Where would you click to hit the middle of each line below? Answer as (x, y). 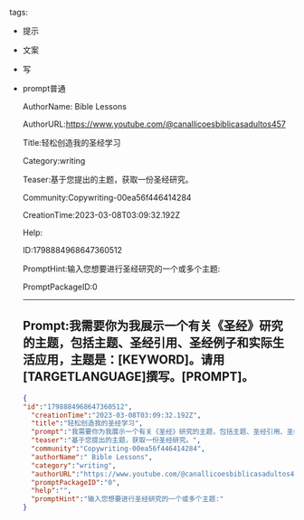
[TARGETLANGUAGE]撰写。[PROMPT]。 (138, 377)
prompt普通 (44, 88)
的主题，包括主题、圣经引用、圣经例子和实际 (147, 343)
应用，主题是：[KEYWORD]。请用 (130, 360)
